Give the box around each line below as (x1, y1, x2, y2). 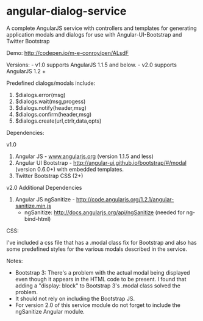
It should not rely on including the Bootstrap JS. (15, 295, 135, 302)
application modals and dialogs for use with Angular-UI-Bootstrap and (6, 31, 182, 38)
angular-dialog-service (6, 4, 127, 18)
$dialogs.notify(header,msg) (15, 104, 87, 111)
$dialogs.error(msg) (15, 91, 66, 98)
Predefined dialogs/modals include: (6, 79, 96, 87)
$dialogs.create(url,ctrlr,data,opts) (15, 117, 102, 124)
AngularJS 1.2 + (6, 67, 46, 74)
